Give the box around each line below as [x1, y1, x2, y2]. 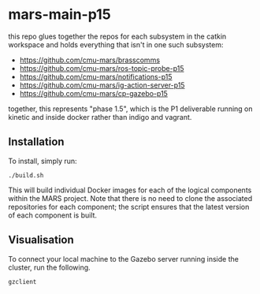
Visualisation [8, 233, 75, 247]
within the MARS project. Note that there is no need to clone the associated [8, 193, 253, 203]
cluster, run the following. [8, 262, 91, 272]
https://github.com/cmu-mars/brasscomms [19, 55, 160, 65]
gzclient [8, 277, 37, 285]
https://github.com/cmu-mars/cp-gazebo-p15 [19, 88, 168, 98]
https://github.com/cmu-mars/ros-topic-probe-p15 [19, 63, 184, 73]
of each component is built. [8, 210, 97, 220]
